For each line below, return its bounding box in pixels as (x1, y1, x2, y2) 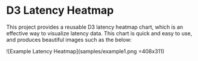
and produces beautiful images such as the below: (6, 36, 132, 43)
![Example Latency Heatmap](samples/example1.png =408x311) (6, 47, 165, 54)
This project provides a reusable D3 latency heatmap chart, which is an (6, 23, 184, 30)
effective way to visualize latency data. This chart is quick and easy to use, (6, 29, 193, 36)
